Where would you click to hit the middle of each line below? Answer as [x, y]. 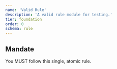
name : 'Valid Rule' [26, 10]
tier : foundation [24, 19]
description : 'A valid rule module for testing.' [59, 15]
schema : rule [19, 29]
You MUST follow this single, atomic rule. [48, 61]
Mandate [20, 49]
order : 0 [14, 24]
